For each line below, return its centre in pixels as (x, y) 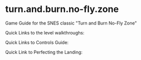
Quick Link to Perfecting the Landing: (44, 52)
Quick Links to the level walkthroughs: (45, 32)
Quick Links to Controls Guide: (37, 42)
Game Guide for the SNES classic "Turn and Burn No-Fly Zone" (71, 23)
